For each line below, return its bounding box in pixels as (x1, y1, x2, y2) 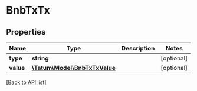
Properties (6, 27, 46, 37)
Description (121, 45, 155, 52)
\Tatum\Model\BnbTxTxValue (31, 64, 116, 72)
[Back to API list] (6, 79, 47, 86)
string (31, 54, 49, 62)
